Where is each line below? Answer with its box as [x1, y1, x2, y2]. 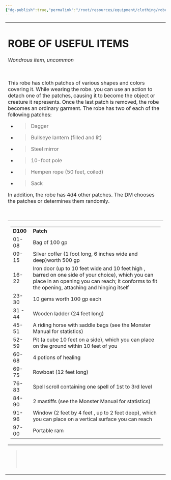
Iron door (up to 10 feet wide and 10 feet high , [33, 265, 146, 272]
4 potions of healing [33, 354, 81, 361]
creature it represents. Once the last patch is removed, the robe [8, 98, 159, 105]
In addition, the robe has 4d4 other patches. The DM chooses [8, 191, 155, 198]
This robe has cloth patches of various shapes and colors [8, 79, 145, 86]
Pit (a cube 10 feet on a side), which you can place [33, 336, 154, 343]
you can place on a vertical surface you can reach [33, 415, 153, 423]
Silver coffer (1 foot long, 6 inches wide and [33, 250, 138, 257]
